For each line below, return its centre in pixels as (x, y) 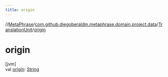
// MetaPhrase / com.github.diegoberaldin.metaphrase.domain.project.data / (82, 24)
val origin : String (22, 69)
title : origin (20, 10)
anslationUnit (19, 29)
